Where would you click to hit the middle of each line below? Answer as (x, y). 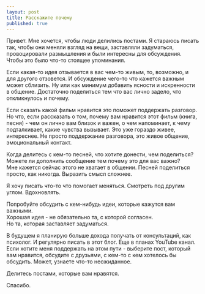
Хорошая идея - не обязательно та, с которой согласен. (80, 217)
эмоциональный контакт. (39, 143)
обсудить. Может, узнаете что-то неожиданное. (69, 262)
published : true (27, 23)
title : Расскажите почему (39, 18)
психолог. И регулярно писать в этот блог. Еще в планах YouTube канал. (101, 242)
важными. (20, 211)
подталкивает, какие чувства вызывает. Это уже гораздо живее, (91, 130)
